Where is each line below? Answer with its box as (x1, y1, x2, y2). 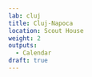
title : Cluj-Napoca (8, 19, 74, 27)
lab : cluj (8, 11, 42, 20)
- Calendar (15, 49, 52, 57)
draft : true (8, 57, 48, 65)
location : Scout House (8, 26, 84, 34)
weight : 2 (8, 34, 42, 43)
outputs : (8, 42, 38, 50)
